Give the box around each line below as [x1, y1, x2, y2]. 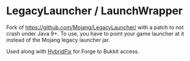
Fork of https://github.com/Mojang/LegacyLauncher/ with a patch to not [6, 24, 184, 31]
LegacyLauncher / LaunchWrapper [6, 4, 183, 18]
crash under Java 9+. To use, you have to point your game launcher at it [6, 30, 185, 37]
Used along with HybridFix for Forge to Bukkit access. [6, 47, 140, 54]
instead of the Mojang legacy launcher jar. [6, 36, 110, 43]
